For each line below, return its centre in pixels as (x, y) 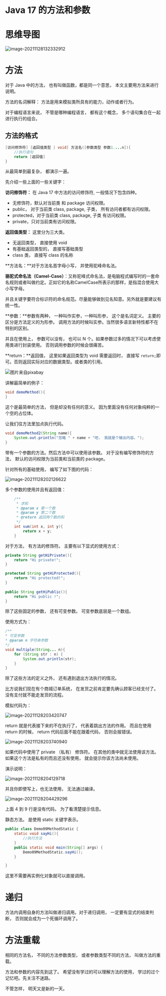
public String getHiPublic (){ (36, 592)
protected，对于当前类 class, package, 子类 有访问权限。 (70, 215)
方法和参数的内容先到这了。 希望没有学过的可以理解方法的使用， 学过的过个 (82, 972)
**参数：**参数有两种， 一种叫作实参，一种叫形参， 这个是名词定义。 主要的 (83, 316)
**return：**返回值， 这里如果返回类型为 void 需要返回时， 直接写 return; (81, 356)
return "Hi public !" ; (37, 597)
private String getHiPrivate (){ (38, 555)
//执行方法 (33, 838)
